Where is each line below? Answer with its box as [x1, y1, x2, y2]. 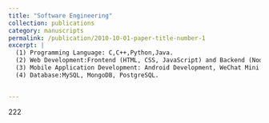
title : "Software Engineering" [8, 11, 113, 20]
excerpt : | [8, 42, 45, 50]
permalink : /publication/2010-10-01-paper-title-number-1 [8, 34, 206, 42]
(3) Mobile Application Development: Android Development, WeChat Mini [15, 64, 260, 72]
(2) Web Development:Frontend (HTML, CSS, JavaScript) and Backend [15, 57, 246, 65]
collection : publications [8, 19, 94, 27]
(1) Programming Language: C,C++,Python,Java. [15, 49, 174, 57]
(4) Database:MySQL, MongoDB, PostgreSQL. [15, 71, 159, 79]
